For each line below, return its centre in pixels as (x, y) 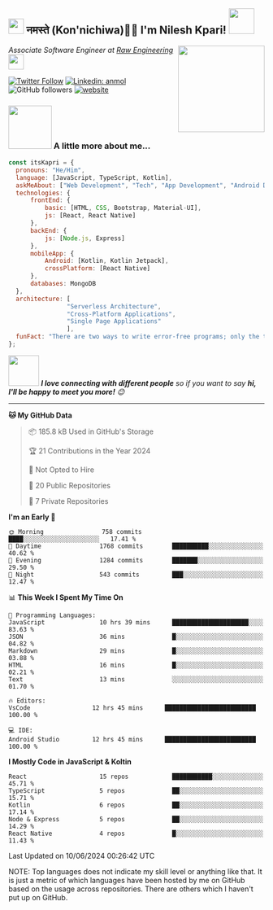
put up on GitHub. (38, 897)
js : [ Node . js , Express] (85, 238)
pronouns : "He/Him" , (50, 170)
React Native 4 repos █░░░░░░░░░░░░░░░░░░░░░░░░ (136, 833)
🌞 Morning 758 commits (75, 532)
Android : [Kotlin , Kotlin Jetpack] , (106, 261)
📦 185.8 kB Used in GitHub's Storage (91, 431)
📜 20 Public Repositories (69, 485)
